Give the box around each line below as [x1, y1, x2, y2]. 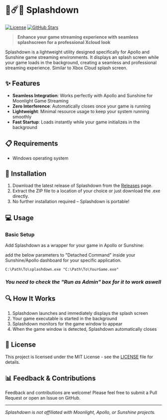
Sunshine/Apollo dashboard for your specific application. [5, 258, 122, 264]
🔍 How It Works [5, 294, 56, 303]
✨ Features [5, 79, 40, 88]
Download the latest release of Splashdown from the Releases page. [12, 183, 153, 189]
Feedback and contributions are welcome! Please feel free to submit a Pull [5, 390, 158, 396]
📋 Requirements [5, 140, 58, 148]
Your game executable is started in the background [12, 315, 117, 321]
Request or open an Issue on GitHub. [5, 395, 81, 401]
